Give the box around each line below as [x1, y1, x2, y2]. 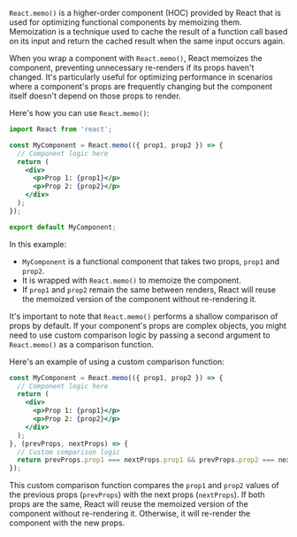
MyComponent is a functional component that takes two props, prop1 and [21, 256, 280, 267]
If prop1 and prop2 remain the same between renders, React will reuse [21, 284, 277, 295]
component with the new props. [9, 518, 126, 528]
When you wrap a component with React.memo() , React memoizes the [9, 53, 263, 63]
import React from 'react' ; [9, 125, 113, 134]
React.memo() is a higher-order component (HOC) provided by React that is [9, 8, 281, 18]
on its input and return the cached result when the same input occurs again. [9, 35, 286, 46]
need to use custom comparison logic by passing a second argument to [9, 330, 271, 340]
